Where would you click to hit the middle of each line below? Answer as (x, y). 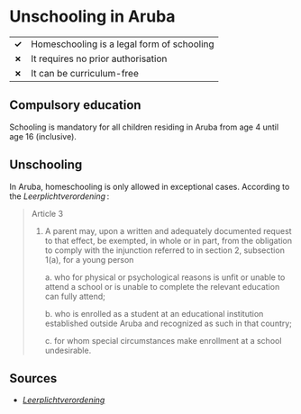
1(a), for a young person (89, 259)
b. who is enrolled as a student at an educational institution (154, 313)
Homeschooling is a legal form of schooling (123, 44)
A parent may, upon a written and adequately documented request (168, 230)
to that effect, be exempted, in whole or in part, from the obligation (169, 240)
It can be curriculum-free (85, 73)
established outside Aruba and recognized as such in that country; (169, 323)
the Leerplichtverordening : (59, 196)
